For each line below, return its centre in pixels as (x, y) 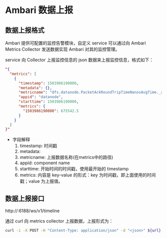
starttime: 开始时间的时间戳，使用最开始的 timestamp (74, 169)
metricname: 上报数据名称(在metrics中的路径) (66, 157)
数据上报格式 (25, 30)
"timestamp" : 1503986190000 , (48, 83)
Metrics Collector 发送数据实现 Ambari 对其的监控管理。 (63, 49)
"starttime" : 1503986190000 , (48, 102)
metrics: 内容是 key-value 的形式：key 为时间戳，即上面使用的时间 (88, 175)
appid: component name (45, 163)
